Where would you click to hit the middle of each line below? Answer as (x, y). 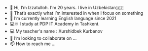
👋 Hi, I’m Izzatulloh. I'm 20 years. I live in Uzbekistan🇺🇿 (67, 8)
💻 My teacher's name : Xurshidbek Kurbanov (56, 31)
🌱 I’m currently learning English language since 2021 (63, 18)
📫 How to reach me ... (33, 44)
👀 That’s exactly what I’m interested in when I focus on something (76, 13)
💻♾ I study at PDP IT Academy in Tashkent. (55, 24)
